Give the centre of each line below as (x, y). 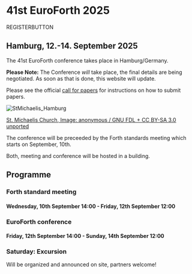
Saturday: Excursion (37, 252)
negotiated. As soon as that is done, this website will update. (81, 78)
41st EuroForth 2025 (58, 11)
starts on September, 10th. (39, 144)
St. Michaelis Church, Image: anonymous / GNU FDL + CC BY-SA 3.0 (91, 120)
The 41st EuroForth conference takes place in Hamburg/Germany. (87, 60)
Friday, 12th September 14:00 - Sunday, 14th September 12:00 (85, 236)
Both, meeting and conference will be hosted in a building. (78, 156)
